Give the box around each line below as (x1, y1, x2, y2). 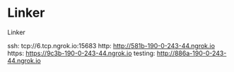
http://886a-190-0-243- (156, 49, 227, 57)
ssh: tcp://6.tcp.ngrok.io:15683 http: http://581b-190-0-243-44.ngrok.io (7, 41, 216, 50)
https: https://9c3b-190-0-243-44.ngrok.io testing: (7, 49, 156, 57)
